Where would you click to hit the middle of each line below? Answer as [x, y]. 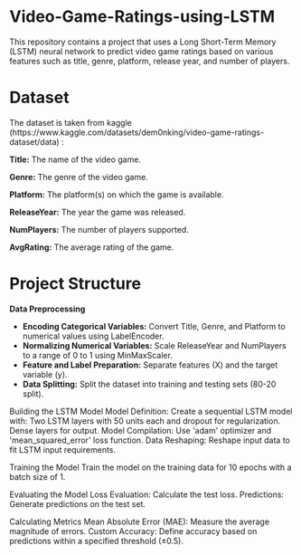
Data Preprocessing [47, 309]
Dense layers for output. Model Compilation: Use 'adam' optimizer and [141, 430]
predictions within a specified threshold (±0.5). [96, 541]
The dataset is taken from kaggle [71, 122]
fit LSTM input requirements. [62, 449]
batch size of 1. [38, 476]
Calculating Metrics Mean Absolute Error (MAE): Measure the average [139, 522]
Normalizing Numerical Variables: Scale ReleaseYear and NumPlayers [154, 345]
